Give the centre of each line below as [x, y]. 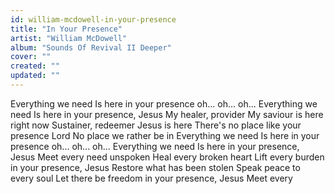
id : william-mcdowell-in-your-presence [93, 19]
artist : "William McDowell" [69, 38]
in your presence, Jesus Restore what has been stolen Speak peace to [155, 167]
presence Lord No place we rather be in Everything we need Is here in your [165, 135]
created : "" [35, 66]
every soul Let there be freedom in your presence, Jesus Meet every [151, 178]
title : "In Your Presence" [66, 29]
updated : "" [35, 76]
